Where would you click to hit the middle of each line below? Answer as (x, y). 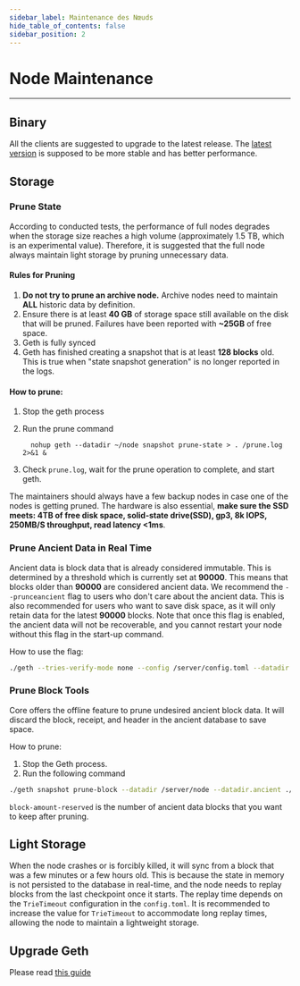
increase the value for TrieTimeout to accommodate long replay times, (138, 914)
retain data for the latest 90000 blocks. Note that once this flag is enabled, (147, 615)
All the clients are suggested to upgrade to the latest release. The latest (141, 144)
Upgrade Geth (49, 951)
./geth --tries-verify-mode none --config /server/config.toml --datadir (150, 668)
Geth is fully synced (59, 343)
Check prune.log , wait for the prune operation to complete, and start (148, 469)
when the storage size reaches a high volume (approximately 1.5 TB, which (147, 236)
